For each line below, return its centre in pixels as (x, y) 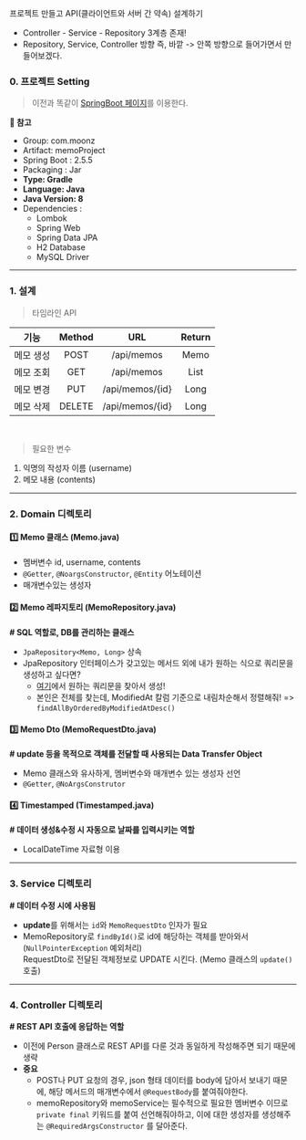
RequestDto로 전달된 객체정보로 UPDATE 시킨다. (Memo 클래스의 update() (158, 959)
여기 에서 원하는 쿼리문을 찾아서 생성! (101, 685)
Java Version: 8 (53, 199)
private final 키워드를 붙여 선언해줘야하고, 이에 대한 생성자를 (148, 1114)
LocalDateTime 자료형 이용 (71, 849)
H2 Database (61, 247)
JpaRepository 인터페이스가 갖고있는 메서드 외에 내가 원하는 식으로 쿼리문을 (158, 663)
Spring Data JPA (67, 238)
